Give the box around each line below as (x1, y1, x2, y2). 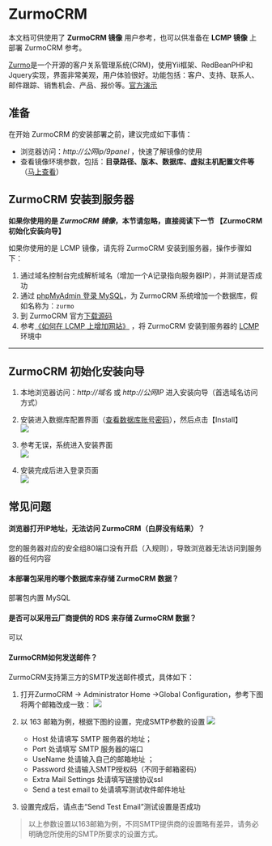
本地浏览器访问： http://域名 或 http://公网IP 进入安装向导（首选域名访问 (19, 388, 258, 397)
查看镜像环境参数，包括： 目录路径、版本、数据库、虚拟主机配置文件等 (19, 156, 255, 166)
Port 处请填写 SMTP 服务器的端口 (32, 744, 144, 754)
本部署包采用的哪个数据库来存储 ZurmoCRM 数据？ (8, 573, 180, 583)
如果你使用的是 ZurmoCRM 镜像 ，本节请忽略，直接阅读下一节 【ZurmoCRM (8, 215, 263, 225)
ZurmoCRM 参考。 (23, 42, 87, 53)
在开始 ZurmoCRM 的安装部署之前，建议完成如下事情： (8, 129, 193, 138)
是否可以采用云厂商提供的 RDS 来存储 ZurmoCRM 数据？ (8, 613, 197, 623)
